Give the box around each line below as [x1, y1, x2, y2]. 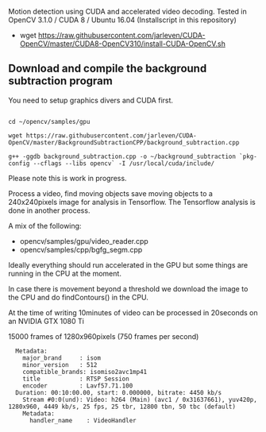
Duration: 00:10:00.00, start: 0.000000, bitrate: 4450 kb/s [15, 388, 222, 396]
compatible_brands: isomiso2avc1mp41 [22, 368, 148, 376]
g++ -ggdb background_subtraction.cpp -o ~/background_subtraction [8, 152, 237, 160]
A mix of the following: [8, 221, 82, 230]
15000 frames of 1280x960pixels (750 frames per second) [8, 331, 199, 341]
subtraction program [8, 75, 113, 88]
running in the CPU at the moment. [8, 268, 121, 278]
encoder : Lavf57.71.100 [22, 381, 133, 390]
